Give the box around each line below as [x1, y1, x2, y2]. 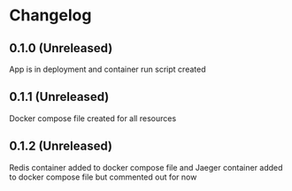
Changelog [9, 5, 92, 26]
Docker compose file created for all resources [9, 112, 177, 124]
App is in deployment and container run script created [9, 64, 206, 74]
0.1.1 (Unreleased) [9, 89, 110, 104]
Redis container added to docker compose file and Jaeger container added [9, 162, 283, 172]
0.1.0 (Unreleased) [9, 41, 113, 56]
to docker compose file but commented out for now [9, 172, 197, 182]
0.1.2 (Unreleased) [9, 139, 113, 154]
